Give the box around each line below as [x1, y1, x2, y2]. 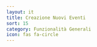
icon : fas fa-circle [6, 32, 59, 38]
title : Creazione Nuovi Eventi [6, 15, 86, 21]
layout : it [6, 9, 34, 15]
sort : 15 [6, 20, 29, 26]
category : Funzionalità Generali [6, 26, 92, 32]
